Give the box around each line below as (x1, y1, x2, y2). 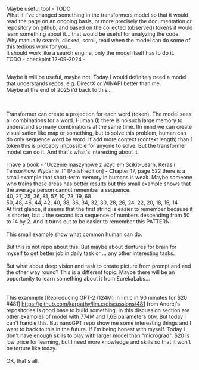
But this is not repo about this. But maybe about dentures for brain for (6, 244, 177, 250)
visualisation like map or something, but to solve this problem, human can (6, 129, 186, 136)
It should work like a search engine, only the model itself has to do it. (6, 49, 175, 56)
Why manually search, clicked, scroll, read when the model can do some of (6, 37, 191, 43)
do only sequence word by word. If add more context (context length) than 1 (6, 136, 193, 142)
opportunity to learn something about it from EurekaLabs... (6, 275, 150, 282)
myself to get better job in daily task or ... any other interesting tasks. (6, 250, 175, 257)
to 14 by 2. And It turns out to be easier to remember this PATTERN (6, 218, 170, 225)
